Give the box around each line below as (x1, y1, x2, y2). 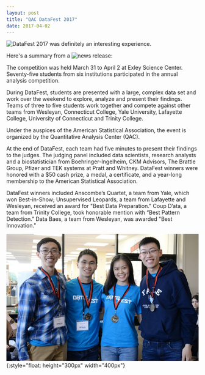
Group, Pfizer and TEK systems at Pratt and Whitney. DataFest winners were (6, 165, 198, 172)
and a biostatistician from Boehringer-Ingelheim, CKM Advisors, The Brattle (6, 158, 196, 165)
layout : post (6, 10, 40, 16)
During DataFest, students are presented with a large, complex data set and (6, 89, 196, 96)
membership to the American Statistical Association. (6, 177, 138, 185)
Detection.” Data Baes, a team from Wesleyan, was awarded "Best (6, 215, 173, 223)
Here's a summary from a (6, 52, 70, 59)
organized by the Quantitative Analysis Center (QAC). (6, 133, 140, 141)
